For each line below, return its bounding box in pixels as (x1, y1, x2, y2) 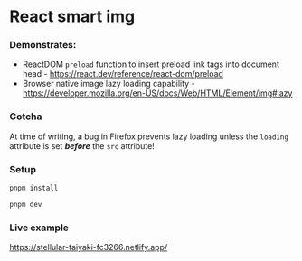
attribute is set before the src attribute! (9, 140, 156, 151)
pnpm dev (9, 200, 42, 209)
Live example (9, 221, 70, 234)
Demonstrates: (9, 39, 77, 51)
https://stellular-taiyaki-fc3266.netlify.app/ (9, 242, 168, 253)
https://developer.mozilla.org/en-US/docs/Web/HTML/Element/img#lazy (22, 88, 293, 98)
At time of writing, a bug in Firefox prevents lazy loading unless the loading (9, 131, 289, 142)
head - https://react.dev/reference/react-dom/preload (22, 69, 224, 79)
